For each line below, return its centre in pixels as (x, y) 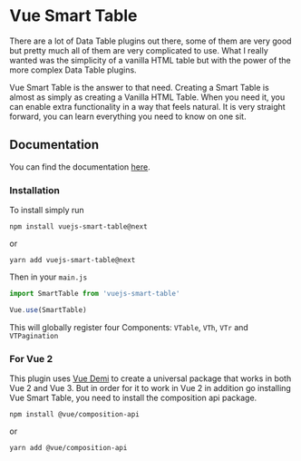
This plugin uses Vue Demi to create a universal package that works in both (150, 378)
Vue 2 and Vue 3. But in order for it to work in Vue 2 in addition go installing (150, 388)
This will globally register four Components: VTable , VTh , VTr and (129, 327)
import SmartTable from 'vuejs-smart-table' (95, 294)
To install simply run (47, 211)
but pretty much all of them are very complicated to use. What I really (139, 50)
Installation (35, 190)
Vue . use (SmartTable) (49, 309)
